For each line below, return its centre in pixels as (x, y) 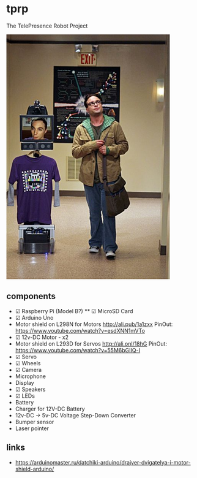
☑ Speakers (30, 389)
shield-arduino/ (35, 469)
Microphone (30, 376)
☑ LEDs (25, 396)
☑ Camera (28, 370)
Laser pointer (32, 428)
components (31, 296)
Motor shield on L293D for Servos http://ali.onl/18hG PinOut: (91, 343)
